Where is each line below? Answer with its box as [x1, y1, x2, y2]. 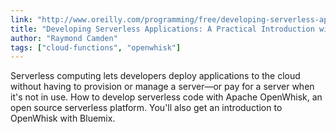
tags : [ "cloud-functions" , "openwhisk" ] [10, 42, 182, 53]
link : [10, 14, 33, 25]
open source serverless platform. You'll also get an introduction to [10, 102, 283, 114]
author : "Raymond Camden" [10, 33, 118, 43]
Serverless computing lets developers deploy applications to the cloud [10, 70, 301, 82]
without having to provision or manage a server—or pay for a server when [10, 81, 315, 93]
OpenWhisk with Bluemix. [10, 112, 116, 125]
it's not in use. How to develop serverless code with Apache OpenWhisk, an [10, 91, 323, 103]
